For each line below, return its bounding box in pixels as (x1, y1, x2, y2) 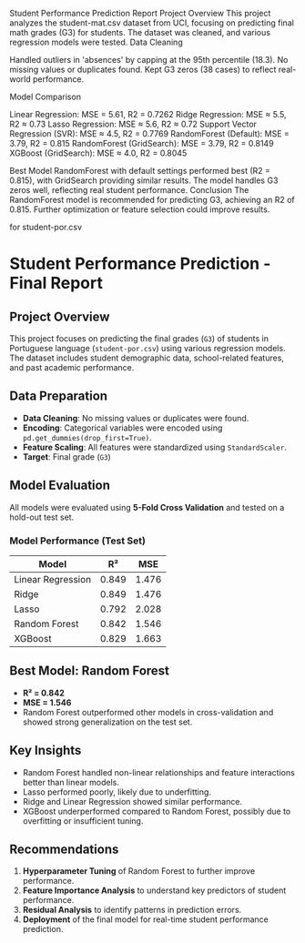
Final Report (9, 273, 103, 294)
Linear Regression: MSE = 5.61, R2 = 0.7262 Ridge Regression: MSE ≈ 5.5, (9, 109, 287, 119)
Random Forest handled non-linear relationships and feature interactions (22, 766, 296, 777)
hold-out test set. (9, 512, 75, 522)
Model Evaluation (9, 478, 111, 493)
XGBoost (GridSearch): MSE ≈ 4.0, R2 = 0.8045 (9, 147, 188, 158)
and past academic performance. (9, 362, 135, 372)
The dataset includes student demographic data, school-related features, (9, 352, 285, 363)
